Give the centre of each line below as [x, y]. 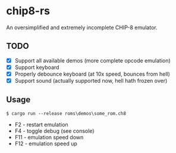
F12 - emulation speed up [46, 143]
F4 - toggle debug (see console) [54, 131]
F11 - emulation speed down [49, 137]
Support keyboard [37, 67]
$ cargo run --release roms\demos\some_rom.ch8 [66, 113]
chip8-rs [28, 11]
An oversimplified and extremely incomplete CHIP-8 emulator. [82, 27]
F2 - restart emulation [41, 124]
